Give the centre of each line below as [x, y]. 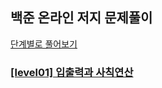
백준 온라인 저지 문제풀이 [81, 18]
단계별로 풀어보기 [44, 44]
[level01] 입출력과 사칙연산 [72, 72]
